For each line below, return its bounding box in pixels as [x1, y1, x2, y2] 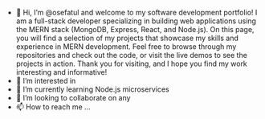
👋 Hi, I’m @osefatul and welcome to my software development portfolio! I [15, 8, 258, 17]
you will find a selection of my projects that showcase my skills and [15, 33, 238, 43]
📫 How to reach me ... [15, 102, 91, 112]
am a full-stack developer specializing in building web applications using [15, 16, 257, 26]
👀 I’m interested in [15, 76, 76, 85]
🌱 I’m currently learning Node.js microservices [15, 84, 170, 94]
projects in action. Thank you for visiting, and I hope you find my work [15, 59, 247, 68]
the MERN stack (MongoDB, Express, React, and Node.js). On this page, [15, 25, 255, 34]
